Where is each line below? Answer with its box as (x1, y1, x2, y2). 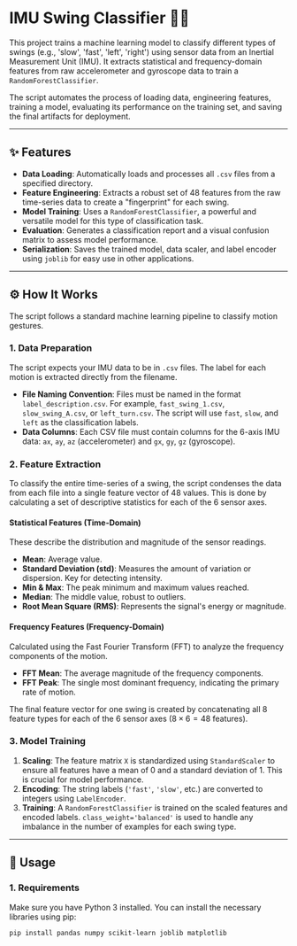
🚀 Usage (9, 855, 56, 871)
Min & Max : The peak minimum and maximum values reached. (21, 582, 250, 593)
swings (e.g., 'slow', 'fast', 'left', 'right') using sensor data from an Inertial (9, 46, 274, 57)
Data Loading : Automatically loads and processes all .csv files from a (21, 168, 276, 179)
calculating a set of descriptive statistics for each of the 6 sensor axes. (9, 497, 268, 508)
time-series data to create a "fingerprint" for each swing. (21, 197, 230, 207)
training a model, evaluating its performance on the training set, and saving (9, 101, 283, 112)
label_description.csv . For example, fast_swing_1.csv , (21, 398, 225, 408)
